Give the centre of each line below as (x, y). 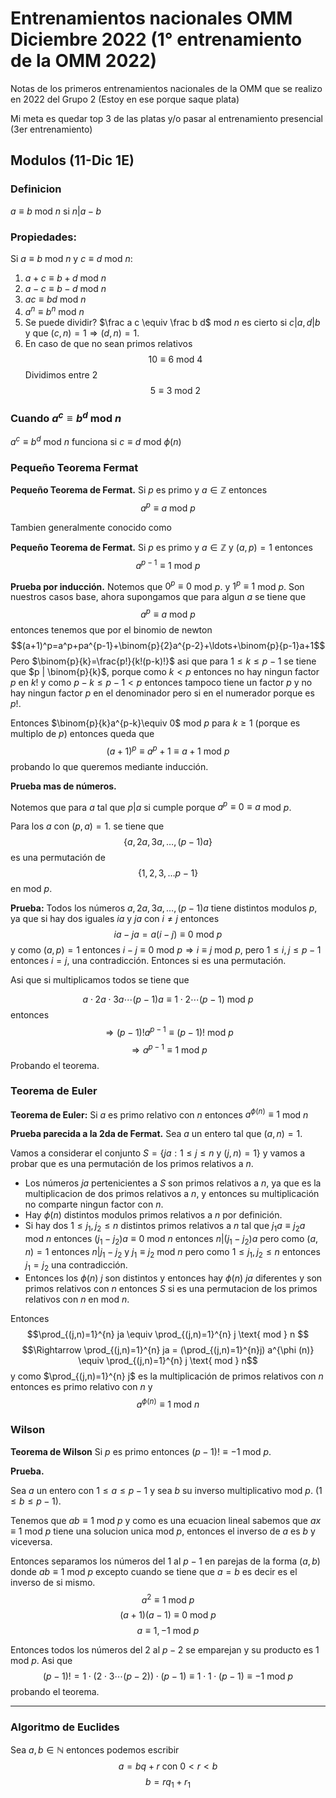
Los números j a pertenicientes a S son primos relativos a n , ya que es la (173, 1183)
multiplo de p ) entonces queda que (82, 733)
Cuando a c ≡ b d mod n (66, 417)
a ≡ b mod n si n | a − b (56, 211)
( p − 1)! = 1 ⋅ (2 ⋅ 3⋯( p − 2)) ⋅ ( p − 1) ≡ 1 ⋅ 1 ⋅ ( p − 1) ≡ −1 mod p (168, 1676)
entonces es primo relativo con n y (81, 1386)
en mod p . (31, 889)
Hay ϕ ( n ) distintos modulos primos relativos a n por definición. (153, 1215)
